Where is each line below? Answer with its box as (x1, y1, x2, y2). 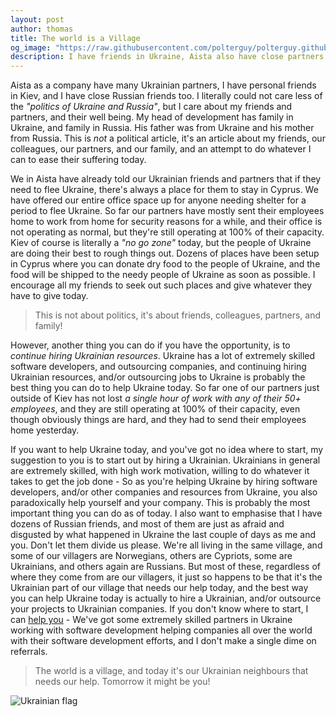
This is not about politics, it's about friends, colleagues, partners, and (34, 309, 322, 321)
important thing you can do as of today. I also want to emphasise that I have (10, 507, 323, 520)
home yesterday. (10, 424, 80, 436)
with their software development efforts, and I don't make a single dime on (10, 635, 317, 647)
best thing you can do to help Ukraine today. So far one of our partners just (10, 382, 320, 394)
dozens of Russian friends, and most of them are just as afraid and (10, 518, 285, 530)
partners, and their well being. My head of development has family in (10, 111, 294, 123)
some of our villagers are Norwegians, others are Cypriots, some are (10, 550, 293, 562)
